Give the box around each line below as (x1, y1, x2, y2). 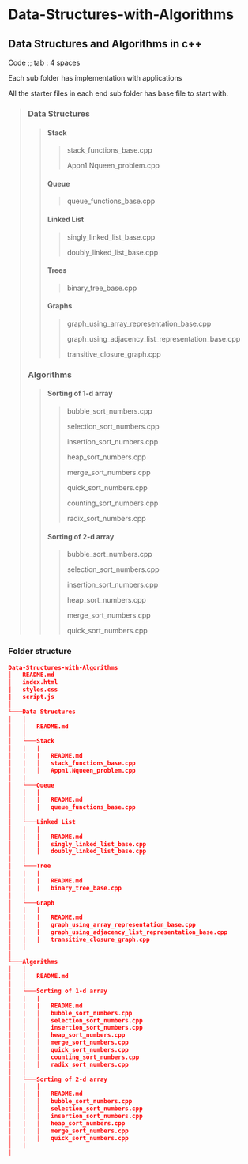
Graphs (47, 301, 73, 311)
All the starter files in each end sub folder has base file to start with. (8, 89, 229, 98)
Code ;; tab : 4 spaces (8, 58, 81, 67)
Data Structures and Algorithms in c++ (8, 37, 203, 51)
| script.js (8, 693, 55, 701)
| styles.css (8, 686, 58, 693)
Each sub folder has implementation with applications (8, 74, 182, 82)
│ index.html (8, 678, 58, 686)
